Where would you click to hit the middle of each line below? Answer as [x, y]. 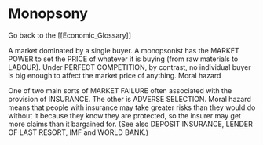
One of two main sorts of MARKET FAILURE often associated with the [120, 90]
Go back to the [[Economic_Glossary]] [70, 35]
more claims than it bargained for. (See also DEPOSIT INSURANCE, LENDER [130, 124]
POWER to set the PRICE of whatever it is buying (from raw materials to [123, 59]
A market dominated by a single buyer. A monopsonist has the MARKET [124, 50]
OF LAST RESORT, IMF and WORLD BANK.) [79, 132]
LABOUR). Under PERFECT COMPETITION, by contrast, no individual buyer [130, 67]
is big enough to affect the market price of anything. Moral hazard [115, 75]
